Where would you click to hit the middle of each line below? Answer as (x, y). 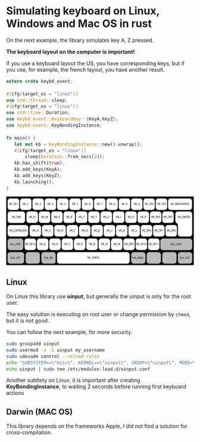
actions (15, 393)
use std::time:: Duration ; (38, 113)
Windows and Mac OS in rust (79, 24)
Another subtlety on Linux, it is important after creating (74, 381)
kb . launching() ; (34, 182)
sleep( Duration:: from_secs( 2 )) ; (65, 157)
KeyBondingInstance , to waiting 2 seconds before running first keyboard (96, 387)
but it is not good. (28, 321)
